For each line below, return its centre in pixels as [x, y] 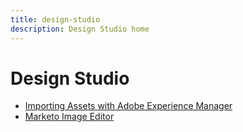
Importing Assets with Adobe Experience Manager [128, 106]
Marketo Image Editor [69, 117]
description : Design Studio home [80, 29]
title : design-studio [55, 19]
